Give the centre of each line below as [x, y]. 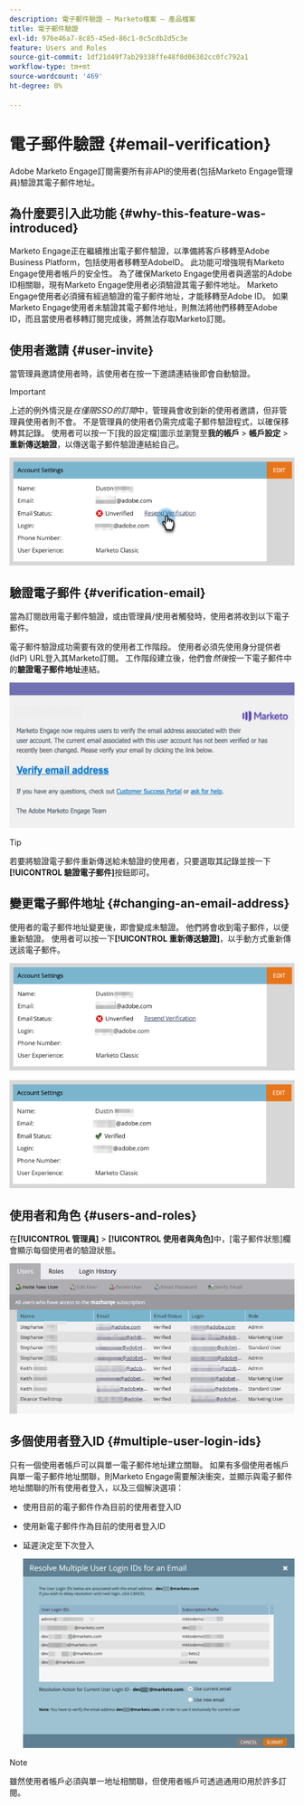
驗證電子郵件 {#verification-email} [108, 593]
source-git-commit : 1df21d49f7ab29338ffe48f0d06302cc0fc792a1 [129, 57]
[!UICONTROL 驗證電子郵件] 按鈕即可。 [82, 872]
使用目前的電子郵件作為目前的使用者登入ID [102, 1507]
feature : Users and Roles [58, 48]
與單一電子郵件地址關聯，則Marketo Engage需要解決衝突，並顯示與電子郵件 [151, 1476]
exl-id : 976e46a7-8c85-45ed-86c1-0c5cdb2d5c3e [99, 38]
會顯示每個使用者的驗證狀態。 [65, 1250]
